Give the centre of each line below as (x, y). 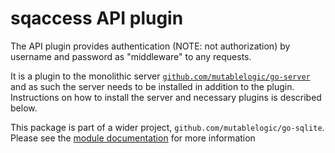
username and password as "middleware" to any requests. (131, 56)
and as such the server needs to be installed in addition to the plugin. (152, 86)
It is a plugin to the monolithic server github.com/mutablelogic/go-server (160, 76)
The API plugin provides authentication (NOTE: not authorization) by (150, 46)
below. (24, 108)
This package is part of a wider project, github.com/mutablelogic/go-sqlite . (167, 127)
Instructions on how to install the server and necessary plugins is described (166, 97)
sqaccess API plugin (97, 18)
